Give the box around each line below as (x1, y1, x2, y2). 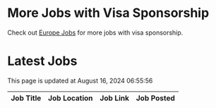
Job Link (100, 93, 129, 103)
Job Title (11, 93, 42, 103)
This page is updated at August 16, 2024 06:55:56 (7, 76, 153, 85)
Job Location (48, 93, 93, 103)
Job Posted (136, 93, 175, 103)
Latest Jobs (7, 53, 78, 69)
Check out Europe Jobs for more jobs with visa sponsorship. (7, 28, 184, 37)
